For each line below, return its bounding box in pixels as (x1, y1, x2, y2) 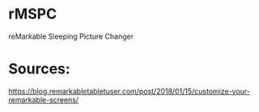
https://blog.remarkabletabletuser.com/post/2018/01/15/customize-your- (8, 86, 251, 96)
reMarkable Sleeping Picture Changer (8, 31, 134, 41)
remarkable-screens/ (8, 94, 79, 105)
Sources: (8, 60, 70, 78)
